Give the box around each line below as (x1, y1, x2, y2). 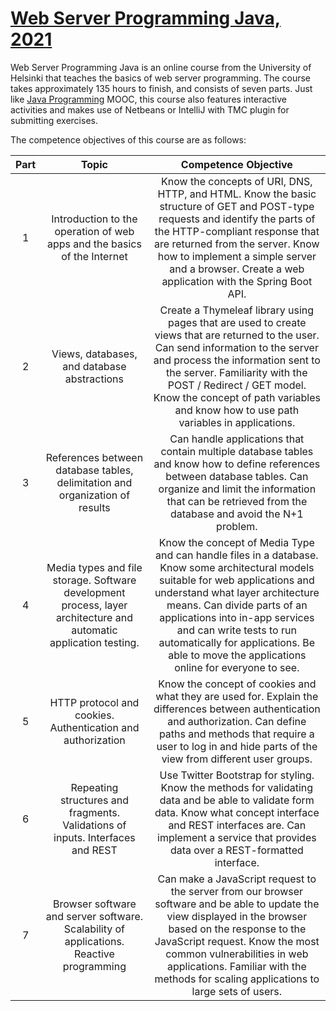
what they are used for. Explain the (155, 689, 319, 703)
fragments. (68, 805, 121, 819)
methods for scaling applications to (154, 972, 320, 986)
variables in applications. (178, 415, 296, 429)
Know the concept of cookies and (158, 677, 317, 691)
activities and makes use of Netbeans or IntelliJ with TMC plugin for (10, 103, 290, 116)
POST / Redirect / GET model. (167, 378, 307, 392)
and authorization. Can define (167, 714, 307, 728)
